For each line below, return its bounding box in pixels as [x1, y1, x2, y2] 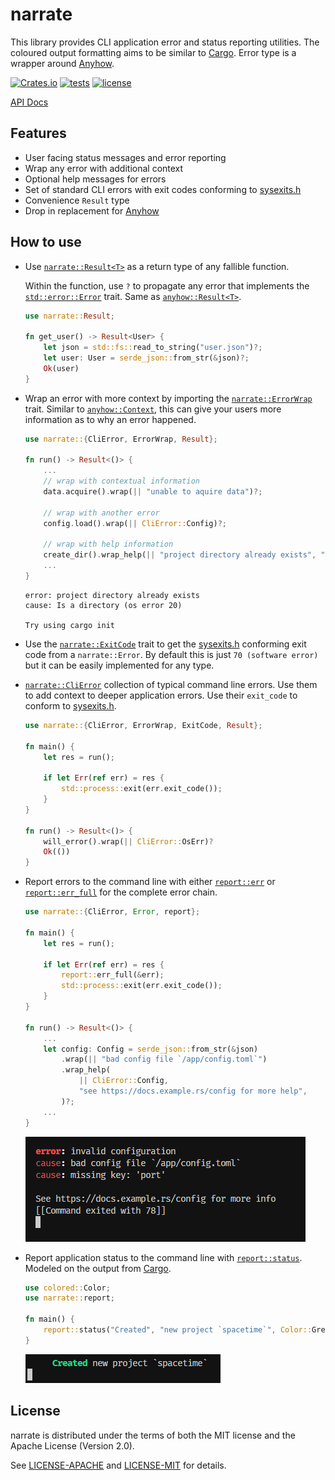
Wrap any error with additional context [24, 162, 184, 174]
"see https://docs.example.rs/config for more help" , [78, 1086, 308, 1097]
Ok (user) [43, 363, 80, 373]
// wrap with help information [43, 539, 174, 550]
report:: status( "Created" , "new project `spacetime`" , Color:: [43, 1325, 313, 1335]
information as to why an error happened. [24, 413, 197, 425]
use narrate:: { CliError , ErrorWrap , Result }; [24, 434, 218, 444]
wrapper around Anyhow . [10, 57, 115, 69]
